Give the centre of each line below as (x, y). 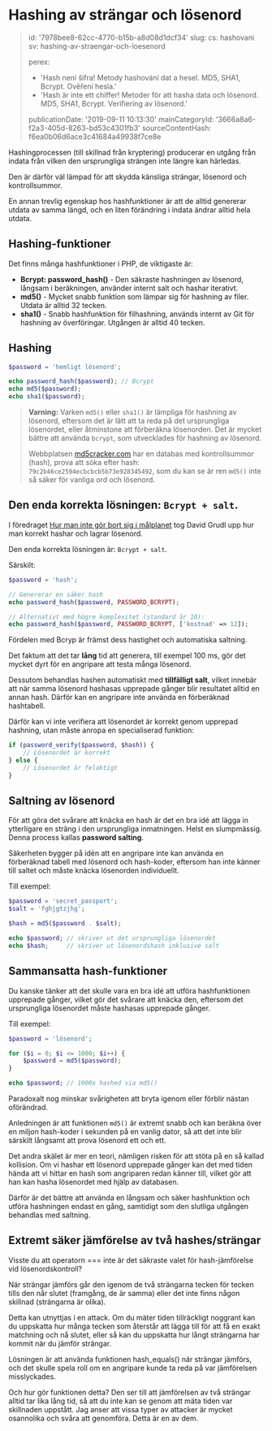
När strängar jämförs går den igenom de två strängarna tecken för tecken (131, 1284)
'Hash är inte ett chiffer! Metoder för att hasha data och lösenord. (149, 94)
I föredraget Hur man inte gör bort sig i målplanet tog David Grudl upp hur (131, 524)
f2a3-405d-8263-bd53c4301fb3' (84, 128)
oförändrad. (28, 1107)
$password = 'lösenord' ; (50, 1038)
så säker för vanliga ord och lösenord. (92, 480)
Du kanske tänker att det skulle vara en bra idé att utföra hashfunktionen (129, 990)
